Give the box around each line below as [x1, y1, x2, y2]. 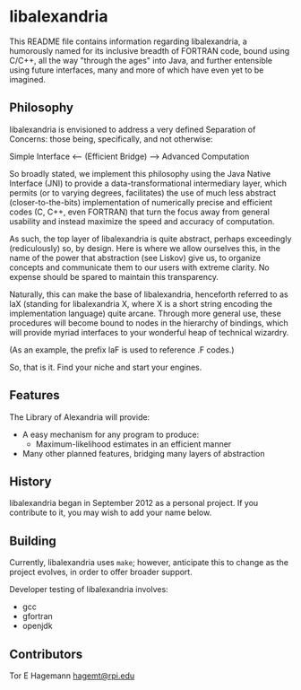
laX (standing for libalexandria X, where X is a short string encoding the [9, 298, 273, 309]
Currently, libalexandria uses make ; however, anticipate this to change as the [9, 557, 289, 568]
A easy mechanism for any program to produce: [21, 429, 200, 440]
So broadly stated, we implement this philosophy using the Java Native [9, 168, 271, 179]
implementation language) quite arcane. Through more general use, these [9, 308, 282, 319]
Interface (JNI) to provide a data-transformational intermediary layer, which [9, 178, 287, 188]
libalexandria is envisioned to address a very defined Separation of [9, 124, 256, 135]
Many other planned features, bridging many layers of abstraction [21, 448, 265, 459]
